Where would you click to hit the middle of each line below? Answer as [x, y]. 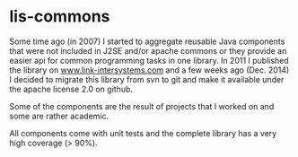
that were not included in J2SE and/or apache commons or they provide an [148, 50]
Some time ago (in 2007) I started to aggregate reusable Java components [147, 41]
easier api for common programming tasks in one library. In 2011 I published [149, 60]
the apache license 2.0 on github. [71, 89]
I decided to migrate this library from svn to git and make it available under [147, 79]
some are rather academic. [59, 116]
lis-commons [60, 17]
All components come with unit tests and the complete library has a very [143, 133]
